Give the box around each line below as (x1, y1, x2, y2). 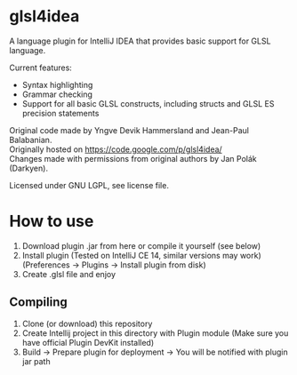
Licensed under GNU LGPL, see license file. (9, 180, 169, 190)
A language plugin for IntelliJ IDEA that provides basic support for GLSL (9, 36, 271, 46)
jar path (21, 355, 51, 366)
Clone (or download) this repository (21, 318, 153, 329)
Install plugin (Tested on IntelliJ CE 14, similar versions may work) (21, 250, 262, 260)
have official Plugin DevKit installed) (21, 337, 155, 347)
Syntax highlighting (21, 79, 93, 90)
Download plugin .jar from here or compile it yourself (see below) (21, 240, 261, 251)
